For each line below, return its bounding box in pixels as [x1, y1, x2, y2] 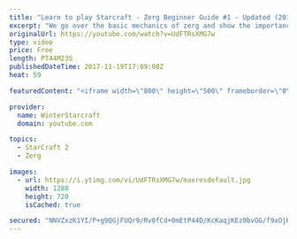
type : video [9, 37, 53, 47]
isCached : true [25, 200, 81, 209]
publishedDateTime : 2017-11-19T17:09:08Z [9, 63, 164, 72]
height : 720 [25, 192, 69, 201]
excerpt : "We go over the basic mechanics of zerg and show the [9, 21, 251, 30]
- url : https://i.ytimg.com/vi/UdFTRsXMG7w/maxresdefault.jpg [17, 175, 251, 184]
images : [9, 167, 38, 176]
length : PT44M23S [9, 54, 73, 63]
